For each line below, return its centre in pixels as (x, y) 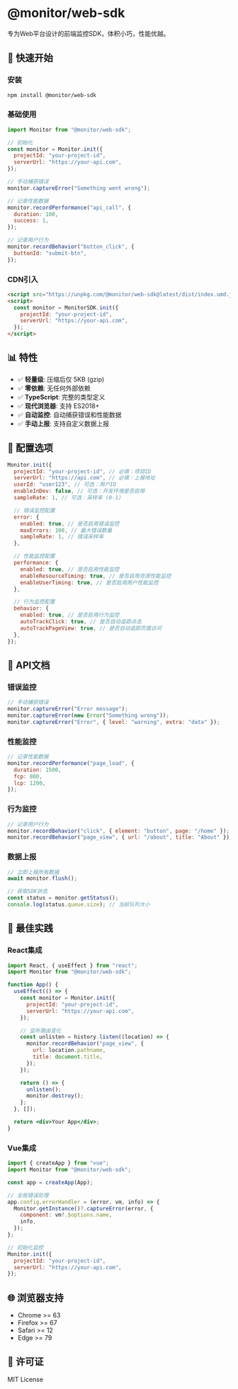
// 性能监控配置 (34, 556)
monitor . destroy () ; (55, 1096)
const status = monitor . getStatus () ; (63, 898)
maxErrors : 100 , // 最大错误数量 (66, 530)
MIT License (25, 1379)
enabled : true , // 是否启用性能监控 (70, 569)
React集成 (25, 951)
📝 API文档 (29, 665)
